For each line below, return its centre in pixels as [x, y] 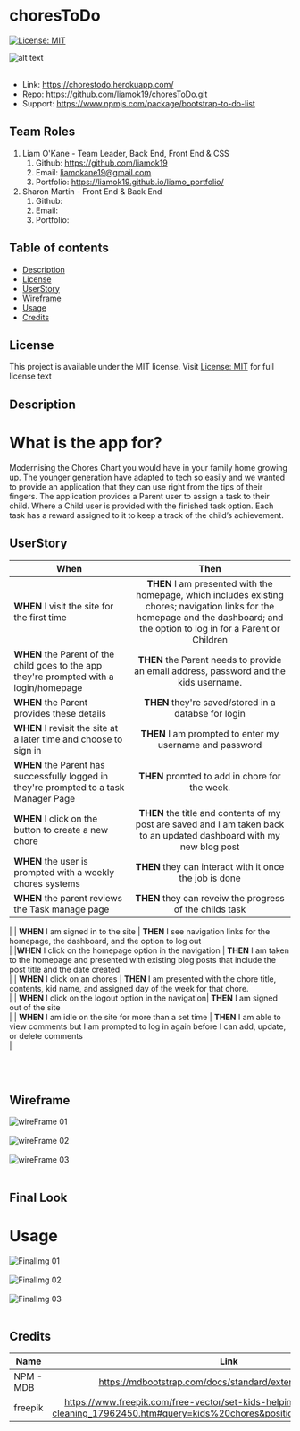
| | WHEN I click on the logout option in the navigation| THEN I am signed [144, 998]
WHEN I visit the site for [64, 606]
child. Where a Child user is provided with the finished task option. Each [142, 506]
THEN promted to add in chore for [209, 776]
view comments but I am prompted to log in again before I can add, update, [148, 1026]
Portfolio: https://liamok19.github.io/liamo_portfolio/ [130, 182]
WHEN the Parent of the [64, 654]
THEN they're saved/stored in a [210, 702]
